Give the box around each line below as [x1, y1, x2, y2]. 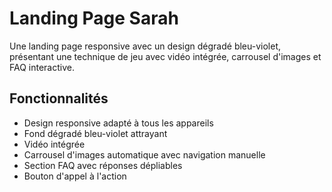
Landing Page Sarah [9, 7, 179, 30]
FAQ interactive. [9, 61, 75, 73]
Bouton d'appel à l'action [23, 170, 127, 182]
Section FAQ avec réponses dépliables [23, 159, 183, 171]
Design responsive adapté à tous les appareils [23, 117, 214, 129]
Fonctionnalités [9, 90, 109, 107]
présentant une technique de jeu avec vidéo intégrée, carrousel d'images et [9, 50, 322, 62]
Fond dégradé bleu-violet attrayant [23, 127, 168, 139]
